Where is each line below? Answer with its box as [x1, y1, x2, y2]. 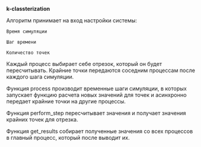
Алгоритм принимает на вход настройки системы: [6, 17, 137, 24]
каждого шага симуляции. [6, 73, 74, 80]
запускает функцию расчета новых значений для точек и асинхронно [6, 91, 187, 99]
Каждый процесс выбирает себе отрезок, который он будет [6, 60, 162, 67]
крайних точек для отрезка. [6, 116, 79, 123]
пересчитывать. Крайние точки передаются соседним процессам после [6, 67, 196, 74]
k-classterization [6, 5, 50, 12]
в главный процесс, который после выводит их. [6, 134, 130, 141]
